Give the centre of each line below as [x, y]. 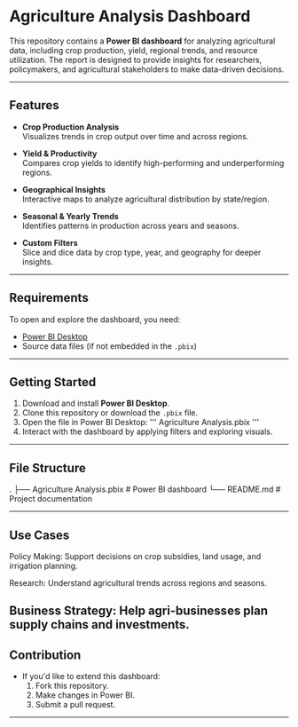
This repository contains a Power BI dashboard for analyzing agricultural [142, 41]
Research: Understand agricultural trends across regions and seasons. [138, 583]
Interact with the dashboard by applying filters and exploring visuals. [147, 431]
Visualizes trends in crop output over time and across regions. [135, 136]
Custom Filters [50, 242]
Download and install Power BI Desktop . [96, 403]
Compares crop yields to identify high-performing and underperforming [153, 162]
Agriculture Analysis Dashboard [130, 16]
